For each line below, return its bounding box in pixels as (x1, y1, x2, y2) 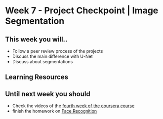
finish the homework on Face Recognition (12, 108, 97, 114)
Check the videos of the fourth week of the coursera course (12, 103, 135, 109)
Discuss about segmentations (12, 59, 73, 64)
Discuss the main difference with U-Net (12, 53, 93, 59)
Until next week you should (5, 89, 90, 98)
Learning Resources (5, 73, 68, 81)
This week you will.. (5, 35, 68, 43)
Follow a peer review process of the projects (12, 48, 103, 54)
